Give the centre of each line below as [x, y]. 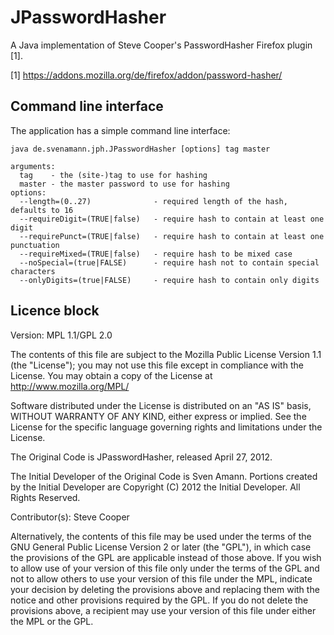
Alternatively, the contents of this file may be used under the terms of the [161, 536]
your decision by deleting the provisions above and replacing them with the [165, 589]
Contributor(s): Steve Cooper [70, 517]
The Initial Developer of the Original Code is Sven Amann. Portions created [164, 476]
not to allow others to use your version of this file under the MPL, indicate [161, 578]
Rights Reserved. [45, 497]
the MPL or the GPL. [52, 621]
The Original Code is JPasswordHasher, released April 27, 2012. [141, 457]
